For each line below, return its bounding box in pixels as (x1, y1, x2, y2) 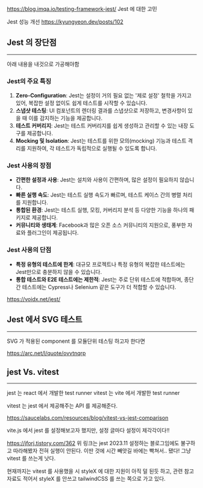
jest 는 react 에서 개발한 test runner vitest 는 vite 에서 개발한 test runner (7, 389, 180, 397)
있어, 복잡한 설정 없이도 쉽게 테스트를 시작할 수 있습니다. (15, 99, 148, 107)
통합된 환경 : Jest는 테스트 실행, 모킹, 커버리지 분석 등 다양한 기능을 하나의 (15, 206, 189, 213)
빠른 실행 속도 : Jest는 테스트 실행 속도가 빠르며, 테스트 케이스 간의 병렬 (15, 191, 181, 198)
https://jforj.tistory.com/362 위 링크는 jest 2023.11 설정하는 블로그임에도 (7, 440, 180, 447)
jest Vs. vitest (7, 366, 60, 377)
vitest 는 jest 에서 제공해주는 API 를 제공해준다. (7, 402, 118, 409)
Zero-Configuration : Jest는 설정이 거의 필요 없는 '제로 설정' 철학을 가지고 (15, 92, 192, 99)
